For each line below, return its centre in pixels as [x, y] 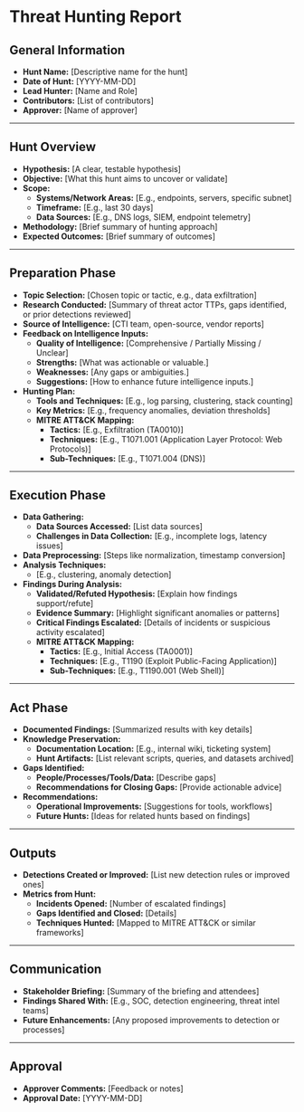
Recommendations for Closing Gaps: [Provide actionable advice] [159, 787]
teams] [36, 1010]
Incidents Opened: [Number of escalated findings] [131, 904]
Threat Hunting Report [96, 17]
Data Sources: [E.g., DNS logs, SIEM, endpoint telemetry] [143, 217]
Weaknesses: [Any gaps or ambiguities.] [113, 372]
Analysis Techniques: [64, 565]
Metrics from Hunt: [59, 894]
